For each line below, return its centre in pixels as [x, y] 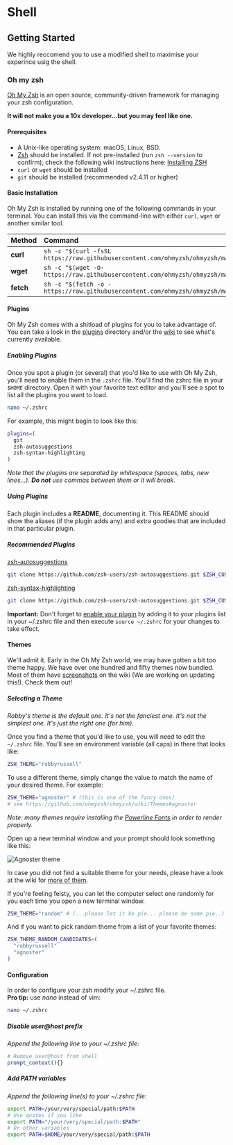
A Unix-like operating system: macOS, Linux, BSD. [89, 147]
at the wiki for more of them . [48, 880]
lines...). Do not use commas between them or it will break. [91, 480]
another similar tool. [36, 223]
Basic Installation [33, 193]
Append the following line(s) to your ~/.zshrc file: [77, 1096]
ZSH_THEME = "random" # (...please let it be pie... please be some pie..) [116, 913]
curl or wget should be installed [62, 169]
